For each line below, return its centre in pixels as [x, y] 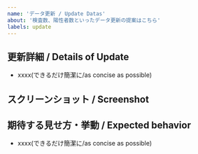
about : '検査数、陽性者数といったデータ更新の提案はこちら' [84, 20]
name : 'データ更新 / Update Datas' [57, 14]
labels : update [29, 27]
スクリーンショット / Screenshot [78, 99]
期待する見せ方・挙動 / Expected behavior [99, 125]
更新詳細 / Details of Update [68, 57]
